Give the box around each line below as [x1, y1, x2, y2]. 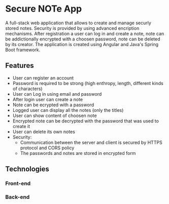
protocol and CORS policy [20, 145, 75, 151]
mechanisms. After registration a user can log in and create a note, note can [5, 30, 164, 36]
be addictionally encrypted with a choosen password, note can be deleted [5, 36, 161, 42]
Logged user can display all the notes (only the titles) [12, 107, 124, 113]
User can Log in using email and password [12, 91, 102, 97]
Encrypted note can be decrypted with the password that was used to [12, 117, 159, 124]
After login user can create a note [12, 96, 83, 102]
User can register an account [12, 74, 74, 81]
